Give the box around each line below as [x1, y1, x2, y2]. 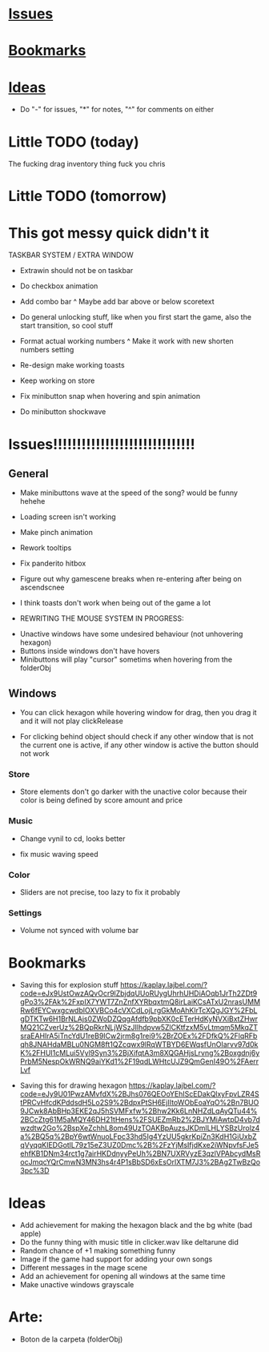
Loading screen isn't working [19, 512, 116, 521]
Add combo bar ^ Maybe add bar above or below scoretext [19, 297, 215, 307]
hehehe [19, 497, 46, 506]
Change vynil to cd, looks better [19, 834, 126, 843]
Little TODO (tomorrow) [8, 187, 167, 205]
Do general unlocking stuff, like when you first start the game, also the [19, 312, 252, 322]
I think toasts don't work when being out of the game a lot [19, 598, 211, 608]
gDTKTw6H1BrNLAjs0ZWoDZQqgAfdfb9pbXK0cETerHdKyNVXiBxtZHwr [19, 1014, 259, 1024]
